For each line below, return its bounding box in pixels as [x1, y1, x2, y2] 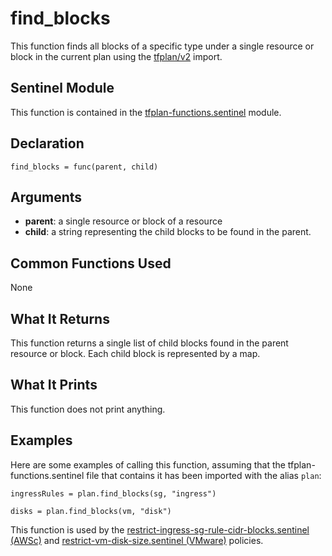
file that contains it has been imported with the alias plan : [86, 469, 322, 481]
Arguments [10, 188, 83, 206]
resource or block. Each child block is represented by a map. [10, 348, 261, 359]
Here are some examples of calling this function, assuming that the [10, 458, 286, 471]
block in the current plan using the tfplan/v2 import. [10, 50, 223, 62]
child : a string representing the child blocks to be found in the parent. [24, 226, 312, 238]
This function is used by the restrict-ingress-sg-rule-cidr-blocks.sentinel [10, 523, 310, 536]
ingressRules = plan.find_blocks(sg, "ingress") [10, 488, 217, 499]
